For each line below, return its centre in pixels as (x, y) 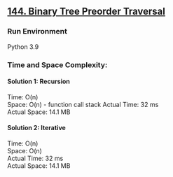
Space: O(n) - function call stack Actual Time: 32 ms (83, 104)
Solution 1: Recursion (39, 82)
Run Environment (37, 31)
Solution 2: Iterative (37, 128)
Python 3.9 (23, 47)
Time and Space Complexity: (57, 64)
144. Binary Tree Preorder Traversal (86, 12)
